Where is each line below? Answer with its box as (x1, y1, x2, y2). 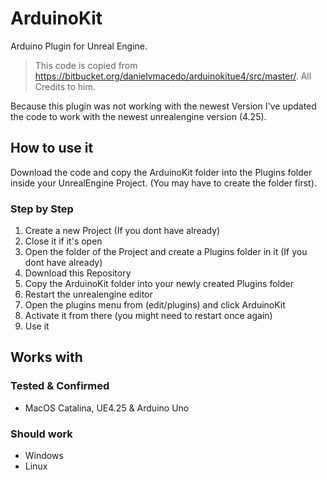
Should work (10, 427, 73, 441)
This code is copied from (34, 59, 138, 71)
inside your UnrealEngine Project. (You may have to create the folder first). (10, 177, 317, 189)
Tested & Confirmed (10, 379, 110, 393)
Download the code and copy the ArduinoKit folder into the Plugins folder (10, 166, 313, 178)
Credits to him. (34, 80, 96, 92)
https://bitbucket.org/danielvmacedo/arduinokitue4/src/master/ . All (34, 70, 312, 82)
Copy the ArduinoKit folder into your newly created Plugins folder (24, 278, 294, 290)
